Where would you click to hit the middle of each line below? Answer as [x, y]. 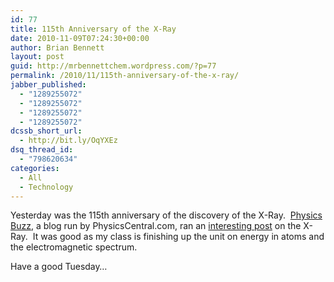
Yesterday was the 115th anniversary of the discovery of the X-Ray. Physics [166, 215]
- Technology [46, 187]
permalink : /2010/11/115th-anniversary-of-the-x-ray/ [125, 76]
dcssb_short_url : [46, 131]
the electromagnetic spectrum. [74, 247]
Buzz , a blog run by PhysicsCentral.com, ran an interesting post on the [156, 226]
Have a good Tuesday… [59, 267]
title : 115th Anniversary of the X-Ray [93, 29]
